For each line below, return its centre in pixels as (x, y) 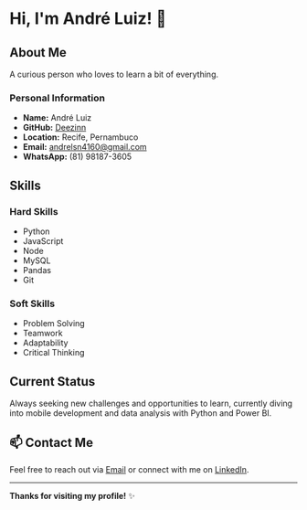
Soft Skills (32, 303)
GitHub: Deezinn (54, 128)
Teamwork (42, 334)
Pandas (37, 270)
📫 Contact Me (52, 443)
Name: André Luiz (57, 118)
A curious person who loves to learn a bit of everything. (114, 74)
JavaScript (43, 240)
